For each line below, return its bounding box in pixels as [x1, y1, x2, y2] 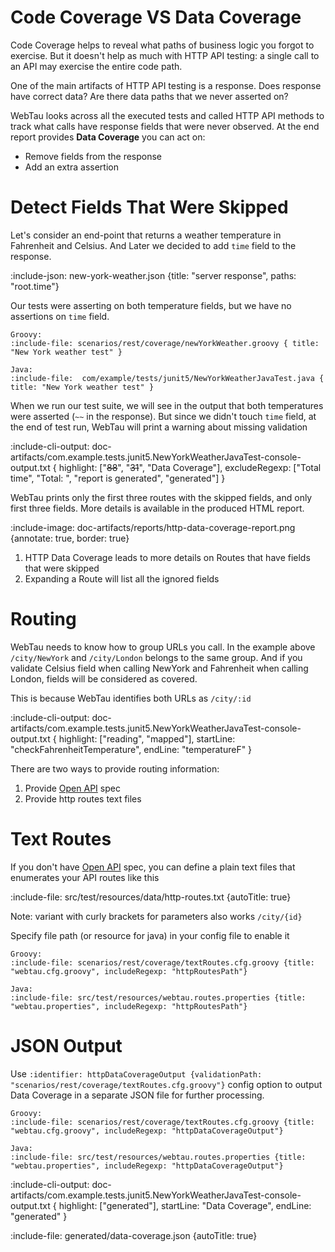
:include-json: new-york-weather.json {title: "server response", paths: [10, 269, 297, 281]
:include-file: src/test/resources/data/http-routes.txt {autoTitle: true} [10, 891, 292, 903]
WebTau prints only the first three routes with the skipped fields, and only [10, 491, 313, 503]
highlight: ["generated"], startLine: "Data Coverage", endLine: [58, 1199, 312, 1211]
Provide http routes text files [24, 792, 142, 805]
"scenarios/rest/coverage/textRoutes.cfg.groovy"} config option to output [10, 1078, 323, 1090]
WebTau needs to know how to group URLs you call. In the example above [10, 641, 316, 653]
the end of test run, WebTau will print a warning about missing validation [10, 421, 308, 433]
